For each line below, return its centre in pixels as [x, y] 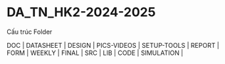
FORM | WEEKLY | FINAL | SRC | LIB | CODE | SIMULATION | [95, 53]
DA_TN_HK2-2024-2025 [81, 12]
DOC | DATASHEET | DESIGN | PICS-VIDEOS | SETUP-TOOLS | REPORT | [113, 45]
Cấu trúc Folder [30, 32]
